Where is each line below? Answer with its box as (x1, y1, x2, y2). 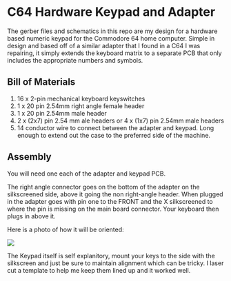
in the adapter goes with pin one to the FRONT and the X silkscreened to (7, 197, 213, 205)
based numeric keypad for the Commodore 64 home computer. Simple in (7, 34, 215, 42)
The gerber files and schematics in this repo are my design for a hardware (7, 27, 218, 35)
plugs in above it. (7, 211, 57, 220)
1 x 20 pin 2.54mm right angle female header (17, 101, 145, 110)
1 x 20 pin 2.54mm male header (17, 109, 107, 117)
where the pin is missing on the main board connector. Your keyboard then (7, 205, 219, 213)
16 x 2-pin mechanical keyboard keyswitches (17, 94, 145, 103)
